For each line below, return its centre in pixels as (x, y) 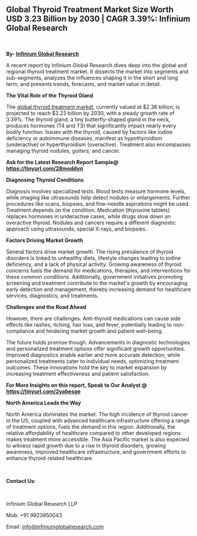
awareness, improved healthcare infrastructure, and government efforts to (96, 452)
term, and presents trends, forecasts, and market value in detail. (84, 84)
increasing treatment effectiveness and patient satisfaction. (78, 373)
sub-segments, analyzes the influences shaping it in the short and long (92, 78)
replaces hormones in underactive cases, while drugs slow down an (89, 216)
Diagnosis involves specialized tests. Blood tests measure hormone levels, (96, 191)
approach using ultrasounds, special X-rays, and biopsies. (76, 229)
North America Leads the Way (44, 403)
